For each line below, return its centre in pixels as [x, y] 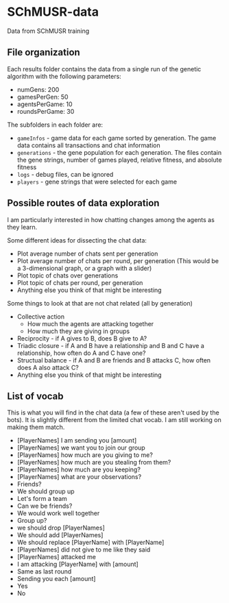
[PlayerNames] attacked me [56, 557]
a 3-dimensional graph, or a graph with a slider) [84, 268]
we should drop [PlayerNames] [61, 528]
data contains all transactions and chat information [88, 145]
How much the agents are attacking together [91, 323]
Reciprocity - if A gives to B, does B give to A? [82, 338]
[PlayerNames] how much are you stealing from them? [94, 463]
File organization [44, 52]
